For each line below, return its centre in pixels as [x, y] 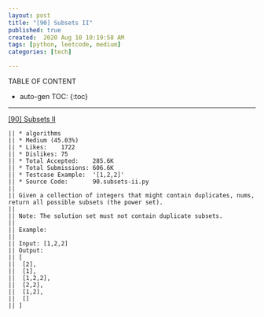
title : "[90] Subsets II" [50, 23]
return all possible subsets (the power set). [86, 202]
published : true [35, 30]
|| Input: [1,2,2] [38, 244]
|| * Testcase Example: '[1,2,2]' [66, 175]
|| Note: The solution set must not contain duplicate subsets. [115, 216]
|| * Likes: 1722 [42, 147]
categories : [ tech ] [40, 52]
